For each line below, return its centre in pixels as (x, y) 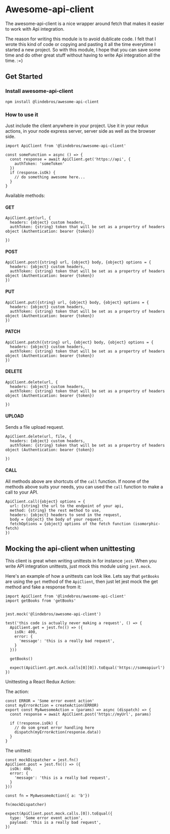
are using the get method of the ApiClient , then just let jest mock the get (82, 582)
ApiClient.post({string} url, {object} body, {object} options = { (78, 262)
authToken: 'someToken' (40, 164)
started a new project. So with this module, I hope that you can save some (83, 50)
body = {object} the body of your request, (56, 520)
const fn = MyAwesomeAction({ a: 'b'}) (48, 796)
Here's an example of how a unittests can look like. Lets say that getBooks (82, 576)
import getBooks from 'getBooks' (41, 601)
